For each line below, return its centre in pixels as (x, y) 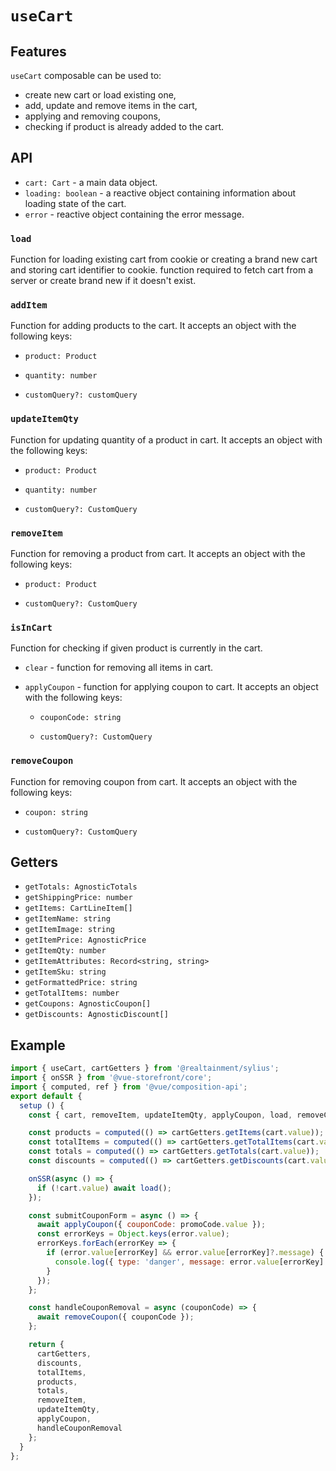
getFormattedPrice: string (81, 983)
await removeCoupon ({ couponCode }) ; (115, 1317)
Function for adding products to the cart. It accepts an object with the (153, 326)
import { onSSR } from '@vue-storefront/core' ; (111, 1078)
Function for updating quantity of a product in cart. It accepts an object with (166, 439)
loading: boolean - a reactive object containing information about (160, 193)
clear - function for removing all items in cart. (119, 668)
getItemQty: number (65, 951)
